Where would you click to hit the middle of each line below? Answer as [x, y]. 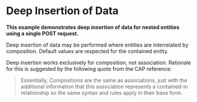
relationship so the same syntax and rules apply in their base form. [101, 93]
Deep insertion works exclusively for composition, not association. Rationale [99, 62]
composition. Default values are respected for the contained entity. [88, 51]
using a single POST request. [42, 33]
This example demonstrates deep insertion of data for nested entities [93, 27]
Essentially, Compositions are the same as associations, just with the [104, 80]
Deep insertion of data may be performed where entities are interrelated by [97, 45]
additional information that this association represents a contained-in [104, 86]
